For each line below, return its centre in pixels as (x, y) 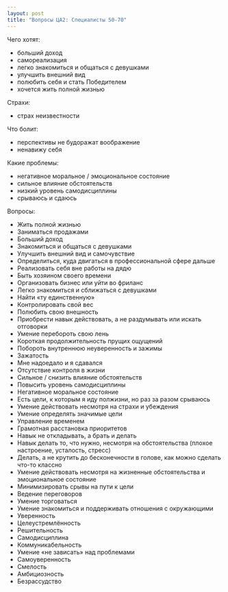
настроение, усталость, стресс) (64, 450)
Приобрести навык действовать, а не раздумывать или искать (109, 319)
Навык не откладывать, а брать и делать (77, 435)
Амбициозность (40, 573)
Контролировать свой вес (55, 304)
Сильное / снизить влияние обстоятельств (79, 377)
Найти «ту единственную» (56, 297)
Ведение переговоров (49, 493)
